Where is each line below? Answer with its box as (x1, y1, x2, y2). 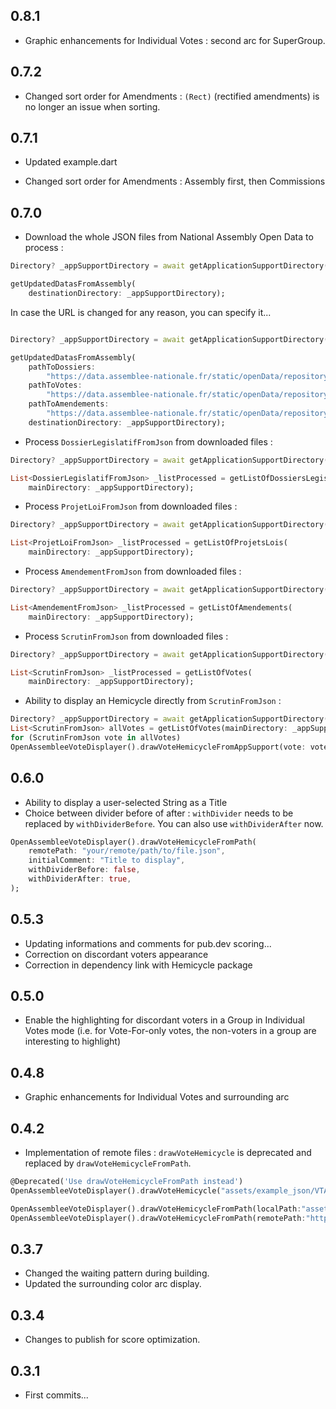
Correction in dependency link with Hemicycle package (24, 959, 253, 971)
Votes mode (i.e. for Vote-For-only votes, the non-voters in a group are (24, 1025, 317, 1037)
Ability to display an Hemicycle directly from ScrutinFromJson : (24, 695, 282, 707)
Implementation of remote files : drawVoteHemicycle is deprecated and (24, 1147, 312, 1159)
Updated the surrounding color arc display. (24, 1278, 202, 1290)
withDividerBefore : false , (28, 865, 141, 875)
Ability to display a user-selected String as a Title (24, 796, 228, 808)
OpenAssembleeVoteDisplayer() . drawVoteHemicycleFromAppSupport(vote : (10, 742, 307, 752)
